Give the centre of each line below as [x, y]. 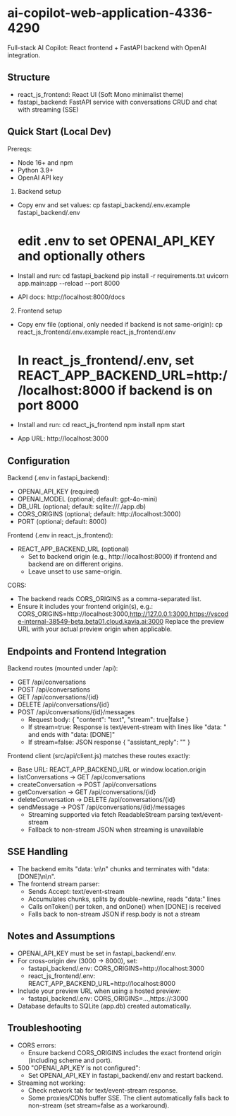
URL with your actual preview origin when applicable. [95, 629]
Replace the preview [195, 622]
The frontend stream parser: [58, 884]
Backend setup [39, 191]
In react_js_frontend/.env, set [106, 360]
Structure [29, 77]
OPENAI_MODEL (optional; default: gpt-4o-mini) [87, 499]
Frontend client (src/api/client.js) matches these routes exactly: [99, 756]
